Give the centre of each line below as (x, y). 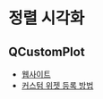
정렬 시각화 (47, 18)
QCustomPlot (47, 51)
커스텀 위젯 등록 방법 (57, 85)
